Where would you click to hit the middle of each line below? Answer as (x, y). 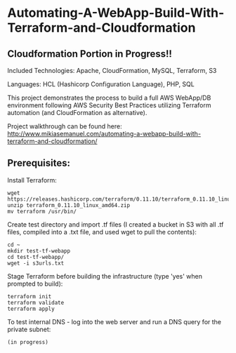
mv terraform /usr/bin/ (42, 211)
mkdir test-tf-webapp (39, 251)
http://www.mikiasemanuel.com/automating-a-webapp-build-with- (104, 134)
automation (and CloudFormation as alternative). (77, 113)
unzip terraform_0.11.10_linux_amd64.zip (69, 205)
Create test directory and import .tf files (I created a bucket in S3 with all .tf (116, 224)
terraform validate (36, 302)
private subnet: (29, 329)
